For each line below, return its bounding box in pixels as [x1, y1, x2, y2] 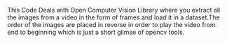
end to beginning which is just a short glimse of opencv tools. [7, 28, 185, 36]
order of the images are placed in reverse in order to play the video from [7, 21, 216, 28]
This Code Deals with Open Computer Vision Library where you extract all [7, 6, 221, 14]
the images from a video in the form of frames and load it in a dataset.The [7, 13, 220, 21]
